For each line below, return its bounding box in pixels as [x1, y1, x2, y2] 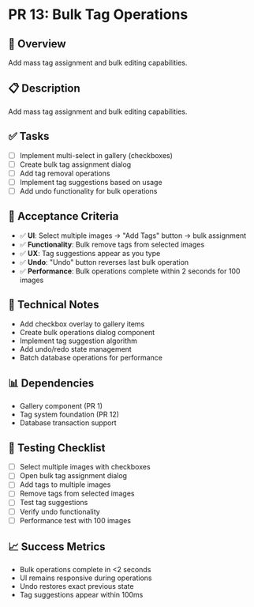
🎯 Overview [8, 37, 66, 51]
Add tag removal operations [19, 168, 110, 178]
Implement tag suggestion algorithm [19, 336, 138, 345]
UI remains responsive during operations [19, 573, 152, 582]
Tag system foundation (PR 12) [19, 409, 120, 420]
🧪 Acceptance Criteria [8, 209, 119, 223]
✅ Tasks [8, 130, 50, 143]
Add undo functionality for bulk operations [19, 186, 158, 195]
